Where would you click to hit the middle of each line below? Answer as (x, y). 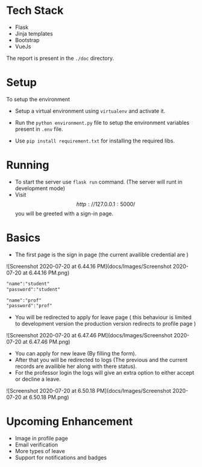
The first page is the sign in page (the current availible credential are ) (102, 255)
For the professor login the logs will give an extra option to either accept (105, 373)
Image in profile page (41, 439)
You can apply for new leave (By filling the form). (76, 354)
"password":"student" (33, 289)
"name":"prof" (24, 300)
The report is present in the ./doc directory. (60, 58)
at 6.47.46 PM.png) (46, 342)
